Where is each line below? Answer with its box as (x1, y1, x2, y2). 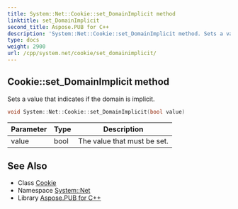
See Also (7, 160, 47, 172)
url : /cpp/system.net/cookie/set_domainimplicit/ (7, 50, 157, 57)
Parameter (11, 124, 47, 134)
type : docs (7, 37, 40, 44)
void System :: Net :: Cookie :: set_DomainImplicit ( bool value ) (7, 108, 186, 115)
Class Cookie (17, 179, 57, 187)
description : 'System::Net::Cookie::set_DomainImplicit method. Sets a (7, 30, 223, 37)
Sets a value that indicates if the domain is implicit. (7, 95, 155, 103)
